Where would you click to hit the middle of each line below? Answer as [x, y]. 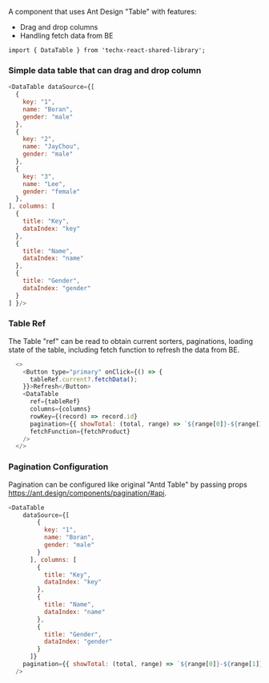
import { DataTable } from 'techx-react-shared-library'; [107, 51]
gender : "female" [52, 192]
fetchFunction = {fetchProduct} [80, 431]
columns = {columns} [60, 409]
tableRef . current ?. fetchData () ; [83, 379]
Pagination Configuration [58, 467]
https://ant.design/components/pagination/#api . [87, 493]
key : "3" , [39, 176]
